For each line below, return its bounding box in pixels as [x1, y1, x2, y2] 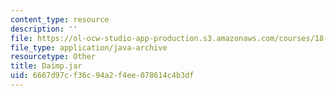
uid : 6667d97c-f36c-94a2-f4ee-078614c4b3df [10, 71, 195, 81]
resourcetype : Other [10, 52, 97, 62]
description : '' [10, 24, 78, 34]
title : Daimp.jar [10, 61, 83, 71]
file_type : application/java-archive [10, 42, 168, 53]
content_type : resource [10, 14, 110, 25]
